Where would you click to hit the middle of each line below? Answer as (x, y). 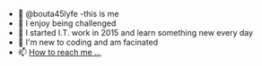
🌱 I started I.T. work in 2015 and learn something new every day (135, 33)
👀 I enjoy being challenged (67, 23)
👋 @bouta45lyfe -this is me (68, 14)
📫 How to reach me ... (59, 52)
